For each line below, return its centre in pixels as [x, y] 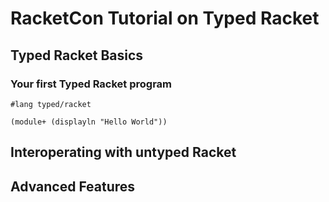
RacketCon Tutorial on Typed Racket [165, 18]
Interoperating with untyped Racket [123, 152]
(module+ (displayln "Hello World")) [89, 122]
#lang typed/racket [51, 104]
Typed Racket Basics [77, 55]
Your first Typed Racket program [91, 84]
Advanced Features [73, 186]
